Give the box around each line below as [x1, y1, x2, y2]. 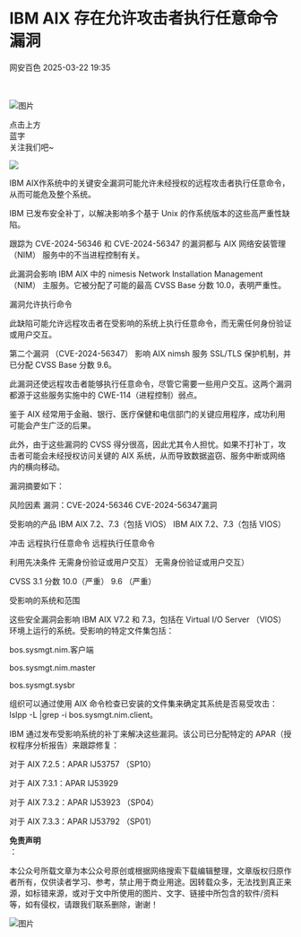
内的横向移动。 [9, 461, 64, 472]
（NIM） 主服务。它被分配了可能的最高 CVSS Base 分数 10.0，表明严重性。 [9, 279, 287, 290]
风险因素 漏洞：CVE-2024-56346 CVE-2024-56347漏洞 [9, 499, 218, 510]
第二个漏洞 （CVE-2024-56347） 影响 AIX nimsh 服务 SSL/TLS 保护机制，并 [9, 347, 292, 359]
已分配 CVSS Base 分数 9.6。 [9, 359, 116, 370]
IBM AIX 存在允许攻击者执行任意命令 [9, 8, 279, 29]
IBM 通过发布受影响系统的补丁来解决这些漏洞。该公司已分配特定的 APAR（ [9, 728, 284, 739]
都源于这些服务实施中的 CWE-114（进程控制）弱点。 [9, 390, 202, 400]
